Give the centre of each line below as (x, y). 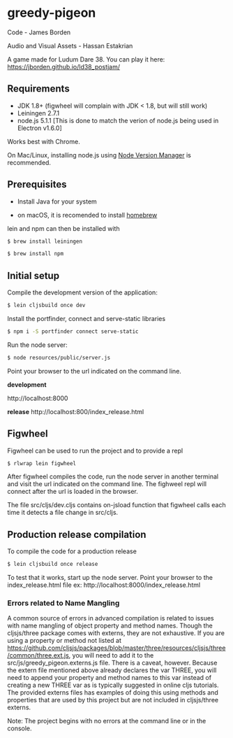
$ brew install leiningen (45, 241)
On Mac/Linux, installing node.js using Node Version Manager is (99, 155)
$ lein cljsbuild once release (53, 565)
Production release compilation (77, 534)
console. (20, 728)
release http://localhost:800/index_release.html (76, 411)
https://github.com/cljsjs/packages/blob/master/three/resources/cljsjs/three (116, 648)
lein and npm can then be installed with (63, 228)
